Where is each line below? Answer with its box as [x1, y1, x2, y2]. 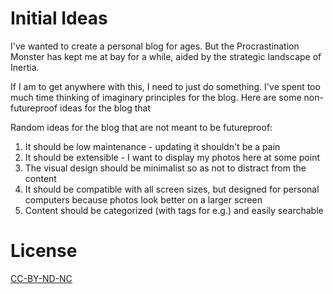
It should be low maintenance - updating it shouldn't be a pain [24, 140, 281, 152]
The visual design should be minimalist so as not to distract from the [24, 162, 307, 174]
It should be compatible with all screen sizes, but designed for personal [24, 183, 320, 195]
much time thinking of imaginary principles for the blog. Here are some [10, 91, 302, 103]
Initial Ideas [10, 7, 108, 30]
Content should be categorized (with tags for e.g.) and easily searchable [24, 204, 324, 216]
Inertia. [10, 61, 40, 73]
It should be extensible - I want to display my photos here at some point [24, 151, 320, 163]
